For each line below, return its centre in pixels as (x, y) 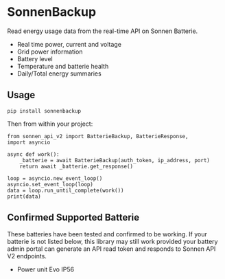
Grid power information (50, 52)
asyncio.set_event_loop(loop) (50, 184)
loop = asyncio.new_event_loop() (55, 178)
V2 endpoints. (27, 256)
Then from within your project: (50, 124)
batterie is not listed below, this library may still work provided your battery (113, 241)
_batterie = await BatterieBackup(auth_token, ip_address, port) (115, 160)
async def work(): (33, 154)
